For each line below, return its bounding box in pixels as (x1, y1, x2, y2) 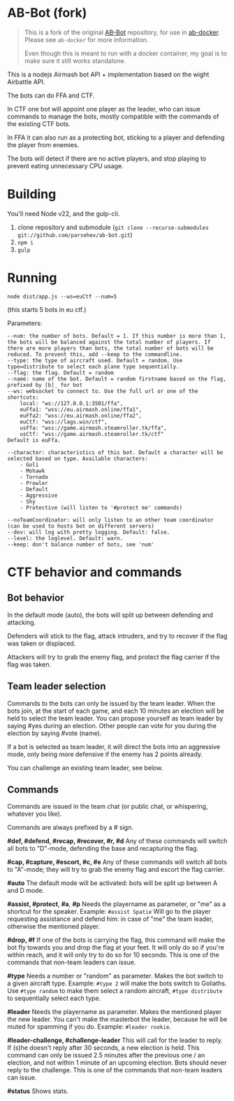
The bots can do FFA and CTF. (7, 91, 95, 100)
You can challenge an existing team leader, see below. (7, 763, 163, 772)
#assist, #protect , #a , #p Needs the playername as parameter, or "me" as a (7, 900, 226, 908)
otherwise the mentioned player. (7, 922, 100, 931)
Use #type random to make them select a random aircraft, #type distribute (7, 987, 223, 995)
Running (7, 270, 57, 286)
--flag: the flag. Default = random (7, 369, 114, 376)
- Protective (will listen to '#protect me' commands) (20, 504, 183, 511)
